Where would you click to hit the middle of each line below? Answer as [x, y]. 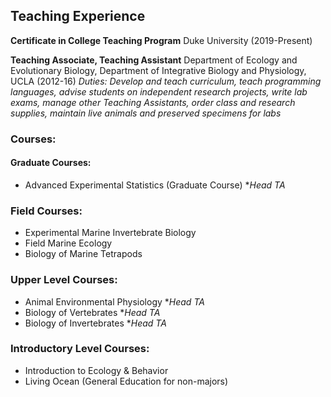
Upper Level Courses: [64, 280]
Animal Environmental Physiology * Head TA [114, 301]
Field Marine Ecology [68, 243]
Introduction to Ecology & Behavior [96, 370]
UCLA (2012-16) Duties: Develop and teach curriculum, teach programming [166, 81]
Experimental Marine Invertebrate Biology [110, 233]
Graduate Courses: [51, 163]
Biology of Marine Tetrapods [83, 254]
